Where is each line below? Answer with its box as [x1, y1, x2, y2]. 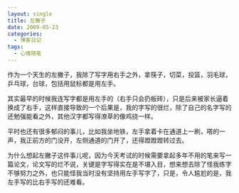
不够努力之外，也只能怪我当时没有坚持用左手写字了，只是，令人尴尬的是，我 [7, 168, 232, 177]
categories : [7, 30, 43, 38]
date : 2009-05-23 [7, 23, 59, 31]
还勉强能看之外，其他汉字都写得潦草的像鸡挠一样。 [7, 111, 157, 121]
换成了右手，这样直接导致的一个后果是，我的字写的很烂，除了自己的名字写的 [7, 103, 232, 111]
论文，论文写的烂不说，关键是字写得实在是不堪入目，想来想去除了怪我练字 [13, 160, 232, 168]
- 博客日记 [14, 37, 42, 44]
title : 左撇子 [7, 17, 46, 24]
